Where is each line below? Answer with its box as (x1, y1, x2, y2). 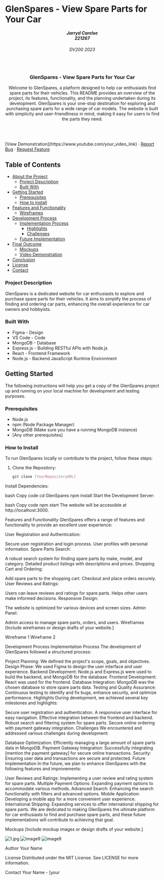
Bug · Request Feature (5, 146, 50, 152)
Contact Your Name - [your (5, 870, 60, 876)
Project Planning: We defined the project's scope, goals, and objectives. (5, 658, 150, 664)
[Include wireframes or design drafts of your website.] (5, 625, 114, 631)
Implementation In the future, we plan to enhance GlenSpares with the (5, 761, 146, 766)
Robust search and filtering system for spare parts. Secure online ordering (5, 720, 155, 726)
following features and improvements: (5, 766, 82, 772)
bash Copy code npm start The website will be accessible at (5, 502, 127, 508)
